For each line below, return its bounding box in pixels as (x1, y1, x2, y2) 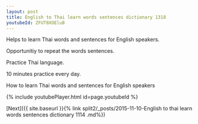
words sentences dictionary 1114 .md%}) (6, 111, 106, 119)
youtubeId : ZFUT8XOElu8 (6, 20, 65, 26)
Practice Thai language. (6, 59, 64, 66)
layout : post (6, 8, 39, 15)
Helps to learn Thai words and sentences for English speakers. (6, 36, 160, 43)
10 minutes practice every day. (6, 71, 81, 78)
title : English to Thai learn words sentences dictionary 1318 (6, 14, 166, 20)
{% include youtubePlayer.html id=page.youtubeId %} (6, 93, 139, 101)
